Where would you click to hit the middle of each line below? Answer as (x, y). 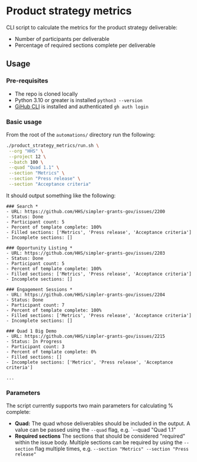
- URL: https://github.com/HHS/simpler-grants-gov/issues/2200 (86, 211)
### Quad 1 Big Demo (32, 331)
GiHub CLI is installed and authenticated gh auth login (82, 106)
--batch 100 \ (26, 162)
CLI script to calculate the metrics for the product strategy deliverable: (92, 27)
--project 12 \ (27, 156)
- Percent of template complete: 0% (51, 352)
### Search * (22, 206)
